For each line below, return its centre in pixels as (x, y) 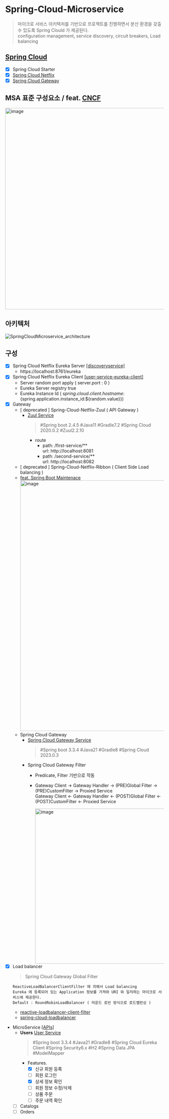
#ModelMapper (49, 1053)
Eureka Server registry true (48, 388)
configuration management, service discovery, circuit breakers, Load (89, 36)
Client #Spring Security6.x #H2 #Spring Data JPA (83, 1047)
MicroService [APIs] (33, 1027)
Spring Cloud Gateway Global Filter (61, 976)
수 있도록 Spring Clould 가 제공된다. (53, 30)
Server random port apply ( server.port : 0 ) (65, 382)
